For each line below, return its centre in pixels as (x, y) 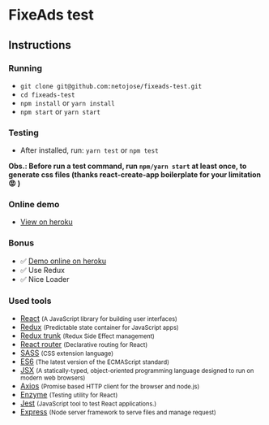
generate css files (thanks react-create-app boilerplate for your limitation (135, 175)
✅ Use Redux (42, 270)
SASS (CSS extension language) (66, 353)
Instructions (40, 45)
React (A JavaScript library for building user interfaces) (99, 319)
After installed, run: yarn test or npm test (90, 150)
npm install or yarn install (67, 102)
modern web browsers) (53, 378)
